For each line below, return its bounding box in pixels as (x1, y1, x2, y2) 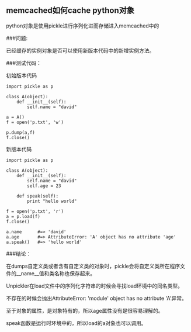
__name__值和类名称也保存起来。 (16, 269, 96, 276)
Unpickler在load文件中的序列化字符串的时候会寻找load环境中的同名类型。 (6, 282, 183, 289)
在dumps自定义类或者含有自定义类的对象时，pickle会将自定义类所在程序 (6, 262, 180, 269)
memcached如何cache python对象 (6, 5, 135, 16)
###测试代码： (6, 59, 42, 66)
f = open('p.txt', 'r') (6, 208, 64, 215)
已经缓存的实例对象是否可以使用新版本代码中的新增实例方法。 (6, 47, 155, 54)
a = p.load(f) (6, 213, 41, 219)
